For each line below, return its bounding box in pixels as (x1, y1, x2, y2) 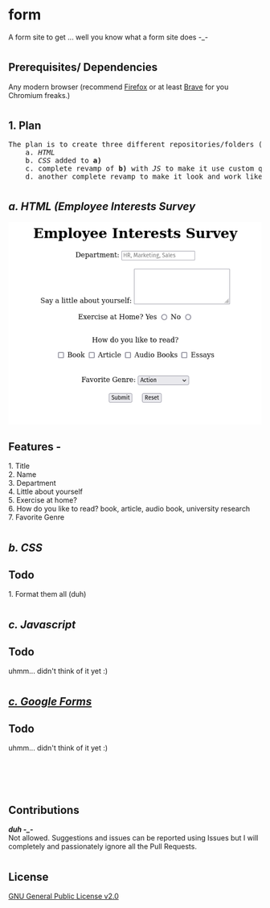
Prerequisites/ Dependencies (8, 60, 158, 74)
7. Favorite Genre (8, 512, 65, 522)
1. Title (8, 461, 31, 471)
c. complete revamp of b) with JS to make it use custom (25, 164, 255, 174)
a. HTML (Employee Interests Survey (8, 199, 196, 214)
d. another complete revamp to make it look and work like (25, 172, 263, 182)
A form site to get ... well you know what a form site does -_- (8, 32, 209, 42)
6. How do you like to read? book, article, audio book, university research (8, 504, 251, 514)
